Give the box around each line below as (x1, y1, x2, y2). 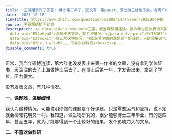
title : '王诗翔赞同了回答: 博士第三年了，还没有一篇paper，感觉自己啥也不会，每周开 (5, 7, 165, 13)
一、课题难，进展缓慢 (5, 95, 50, 101)
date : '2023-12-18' (5, 12, 47, 17)
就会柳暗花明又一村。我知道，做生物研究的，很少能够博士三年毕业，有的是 (5, 112, 162, 118)
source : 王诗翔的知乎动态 (5, 21, 55, 27)
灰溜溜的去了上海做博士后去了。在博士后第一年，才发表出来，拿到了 (14, 66, 158, 73)
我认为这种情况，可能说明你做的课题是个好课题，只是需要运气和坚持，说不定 (5, 105, 167, 111)
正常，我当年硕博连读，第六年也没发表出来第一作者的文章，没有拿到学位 (5, 60, 158, 66)
